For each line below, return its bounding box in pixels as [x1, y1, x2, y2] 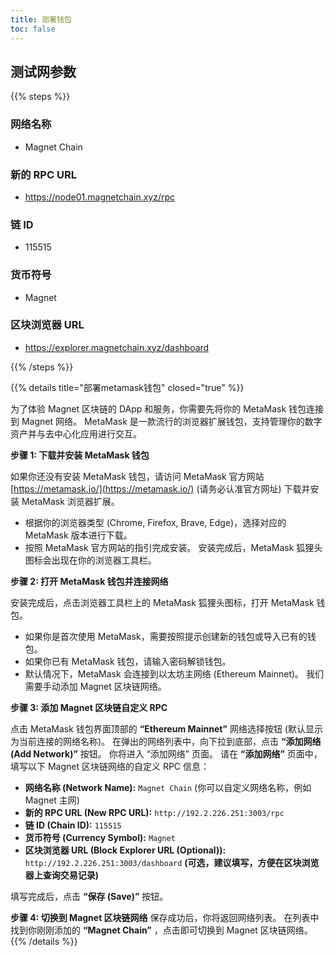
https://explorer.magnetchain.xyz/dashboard [24, 341, 210, 353]
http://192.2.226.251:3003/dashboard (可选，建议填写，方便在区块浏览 [24, 856, 320, 868]
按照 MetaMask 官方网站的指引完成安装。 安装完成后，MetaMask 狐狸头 [24, 541, 323, 553]
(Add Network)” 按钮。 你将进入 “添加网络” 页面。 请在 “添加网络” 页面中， [10, 747, 323, 760]
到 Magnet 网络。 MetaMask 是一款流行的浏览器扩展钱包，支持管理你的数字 [10, 415, 323, 427]
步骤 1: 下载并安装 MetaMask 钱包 [10, 449, 150, 461]
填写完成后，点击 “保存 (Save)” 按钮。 [10, 890, 169, 902]
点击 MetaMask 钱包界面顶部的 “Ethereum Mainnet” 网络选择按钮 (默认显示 [10, 722, 323, 735]
